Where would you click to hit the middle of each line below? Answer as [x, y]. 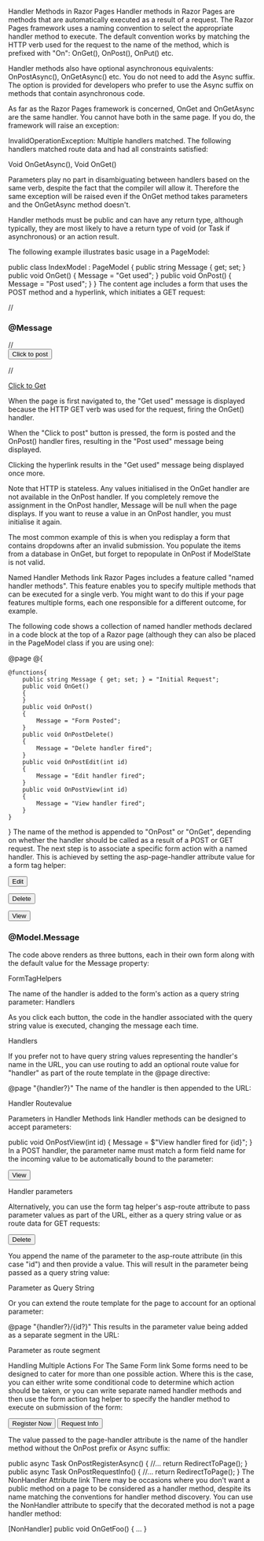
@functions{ [27, 673]
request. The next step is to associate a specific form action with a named [128, 848]
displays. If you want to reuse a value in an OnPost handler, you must [120, 514]
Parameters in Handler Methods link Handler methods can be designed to [127, 1118]
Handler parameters [40, 1191]
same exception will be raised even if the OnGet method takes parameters [128, 196]
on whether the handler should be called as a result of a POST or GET [121, 841]
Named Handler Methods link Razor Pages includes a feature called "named [131, 578]
